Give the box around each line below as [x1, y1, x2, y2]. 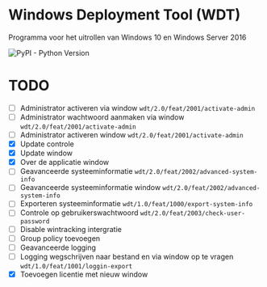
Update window [19, 148, 73, 158]
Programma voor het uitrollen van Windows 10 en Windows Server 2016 [8, 32, 247, 42]
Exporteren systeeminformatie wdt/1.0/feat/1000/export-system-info [19, 199, 253, 209]
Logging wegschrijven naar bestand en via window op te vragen [19, 251, 234, 261]
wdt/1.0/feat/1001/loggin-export [19, 262, 133, 270]
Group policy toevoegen [19, 233, 101, 243]
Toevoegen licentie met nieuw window [19, 269, 148, 279]
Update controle [19, 139, 74, 149]
